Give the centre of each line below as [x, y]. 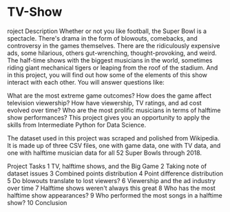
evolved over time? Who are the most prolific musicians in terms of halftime [114, 110]
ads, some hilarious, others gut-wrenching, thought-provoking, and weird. [112, 53]
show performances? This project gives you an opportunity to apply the [109, 117]
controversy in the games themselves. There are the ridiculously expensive [114, 45]
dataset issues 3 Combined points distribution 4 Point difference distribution [115, 173]
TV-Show [35, 12]
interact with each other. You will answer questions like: [86, 82]
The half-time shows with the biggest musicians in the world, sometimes [110, 60]
